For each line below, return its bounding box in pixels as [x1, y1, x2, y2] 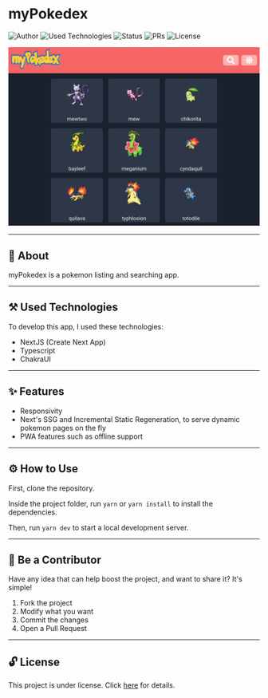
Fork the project [19, 598, 73, 608]
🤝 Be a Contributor [8, 553, 102, 566]
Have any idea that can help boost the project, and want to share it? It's [8, 574, 243, 584]
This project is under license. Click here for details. [8, 680, 175, 690]
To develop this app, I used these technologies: [8, 321, 164, 331]
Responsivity [19, 406, 63, 416]
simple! [8, 583, 33, 593]
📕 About [8, 249, 49, 262]
